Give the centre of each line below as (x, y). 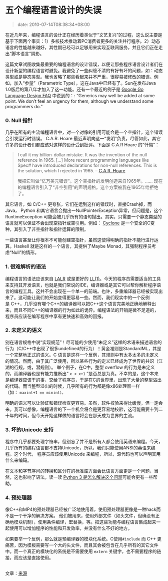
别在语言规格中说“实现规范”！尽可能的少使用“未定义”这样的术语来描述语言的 (83, 342)
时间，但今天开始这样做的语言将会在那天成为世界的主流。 (77, 415)
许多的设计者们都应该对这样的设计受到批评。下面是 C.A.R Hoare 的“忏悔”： (82, 145)
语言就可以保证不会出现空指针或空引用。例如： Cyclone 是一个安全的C (78, 223)
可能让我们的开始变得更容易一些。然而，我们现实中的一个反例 (86, 297)
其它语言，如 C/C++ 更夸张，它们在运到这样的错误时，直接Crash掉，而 (78, 204)
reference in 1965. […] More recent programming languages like (83, 160)
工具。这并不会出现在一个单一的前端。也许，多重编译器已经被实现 (90, 291)
